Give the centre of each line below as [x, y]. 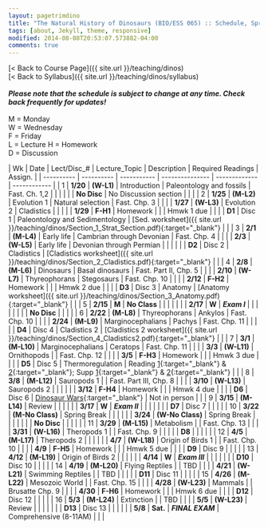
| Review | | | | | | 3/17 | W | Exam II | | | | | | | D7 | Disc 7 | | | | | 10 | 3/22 [142, 406]
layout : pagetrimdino [44, 16]
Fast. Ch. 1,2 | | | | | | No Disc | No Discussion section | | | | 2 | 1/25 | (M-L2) [132, 194]
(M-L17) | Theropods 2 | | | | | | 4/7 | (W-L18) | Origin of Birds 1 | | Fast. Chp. [132, 440]
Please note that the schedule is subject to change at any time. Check [127, 93]
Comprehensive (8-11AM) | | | [57, 517]
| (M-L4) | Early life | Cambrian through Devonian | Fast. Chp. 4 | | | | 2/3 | [130, 237]
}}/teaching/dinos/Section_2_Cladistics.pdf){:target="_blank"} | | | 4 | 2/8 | [130, 262]
